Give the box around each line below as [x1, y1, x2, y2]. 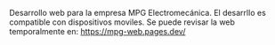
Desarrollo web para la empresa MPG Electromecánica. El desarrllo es [9, 8, 267, 18]
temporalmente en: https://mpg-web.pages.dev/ [9, 26, 186, 36]
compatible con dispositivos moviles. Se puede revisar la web [9, 17, 236, 27]
